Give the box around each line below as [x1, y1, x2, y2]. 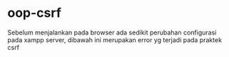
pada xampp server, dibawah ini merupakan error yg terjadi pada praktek [7, 35, 223, 44]
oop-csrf [7, 5, 62, 21]
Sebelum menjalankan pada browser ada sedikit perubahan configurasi [7, 28, 217, 37]
